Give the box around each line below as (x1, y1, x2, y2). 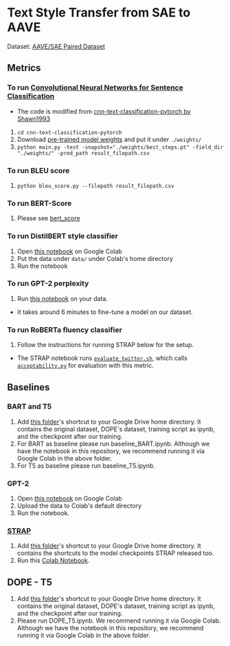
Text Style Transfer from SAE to (7, 5, 191, 21)
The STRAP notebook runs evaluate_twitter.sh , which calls (16, 354, 187, 362)
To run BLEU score (7, 165, 70, 175)
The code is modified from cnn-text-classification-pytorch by (16, 107, 191, 115)
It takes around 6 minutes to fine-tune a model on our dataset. (16, 308, 194, 316)
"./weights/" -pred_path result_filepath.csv (16, 149, 150, 156)
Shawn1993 (16, 114, 50, 123)
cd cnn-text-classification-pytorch (16, 129, 122, 136)
